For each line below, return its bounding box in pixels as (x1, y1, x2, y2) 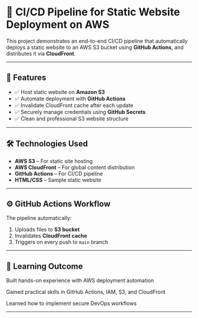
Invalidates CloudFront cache (14, 232, 87, 239)
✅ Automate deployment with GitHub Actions (14, 95, 126, 102)
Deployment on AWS (6, 18, 110, 31)
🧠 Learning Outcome (6, 261, 83, 271)
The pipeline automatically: (6, 215, 72, 222)
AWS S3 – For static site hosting (14, 157, 93, 164)
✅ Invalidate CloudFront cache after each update (14, 102, 134, 109)
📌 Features (6, 73, 47, 83)
